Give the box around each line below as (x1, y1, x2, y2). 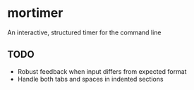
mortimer (7, 5, 63, 21)
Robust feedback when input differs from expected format (17, 67, 187, 75)
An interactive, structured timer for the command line (7, 28, 162, 37)
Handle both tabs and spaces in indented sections (17, 75, 164, 83)
